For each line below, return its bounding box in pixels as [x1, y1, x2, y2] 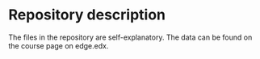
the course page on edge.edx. [8, 40, 109, 50]
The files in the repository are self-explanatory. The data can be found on [8, 32, 253, 42]
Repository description [8, 6, 166, 24]
